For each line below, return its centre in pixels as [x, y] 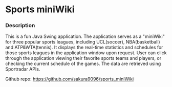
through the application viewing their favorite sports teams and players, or [83, 58]
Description [20, 26]
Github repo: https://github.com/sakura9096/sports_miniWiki [70, 79]
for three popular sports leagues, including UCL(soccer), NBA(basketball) [83, 42]
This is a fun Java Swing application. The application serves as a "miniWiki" [85, 36]
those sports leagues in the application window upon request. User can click [86, 53]
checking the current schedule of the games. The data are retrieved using [83, 64]
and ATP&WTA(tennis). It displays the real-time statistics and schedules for [84, 48]
